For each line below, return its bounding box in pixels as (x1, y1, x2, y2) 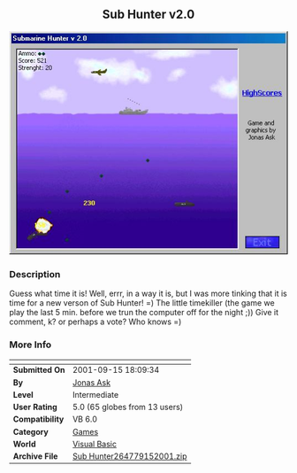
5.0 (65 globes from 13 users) (72, 402, 184, 413)
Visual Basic (72, 438, 118, 449)
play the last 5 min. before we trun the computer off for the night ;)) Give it (9, 307, 279, 318)
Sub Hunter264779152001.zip (72, 451, 187, 461)
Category (12, 426, 49, 437)
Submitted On (12, 365, 65, 376)
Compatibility (12, 414, 65, 424)
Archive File (12, 451, 58, 461)
